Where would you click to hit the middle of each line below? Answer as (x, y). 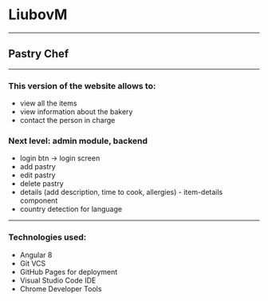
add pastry (37, 167)
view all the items (48, 103)
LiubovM (38, 15)
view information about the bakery (76, 112)
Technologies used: (47, 237)
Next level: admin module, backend (78, 141)
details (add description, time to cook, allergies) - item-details (121, 192)
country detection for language (71, 209)
